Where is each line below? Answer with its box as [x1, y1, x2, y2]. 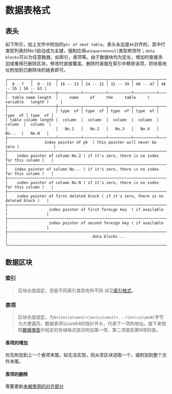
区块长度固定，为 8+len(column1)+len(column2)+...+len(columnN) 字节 [17, 314, 164, 320]
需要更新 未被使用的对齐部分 [5, 383, 64, 389]
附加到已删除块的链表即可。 [9, 67, 68, 73]
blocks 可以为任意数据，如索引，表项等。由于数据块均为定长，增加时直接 [5, 54, 158, 60]
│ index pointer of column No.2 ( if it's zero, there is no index [5, 153, 159, 158]
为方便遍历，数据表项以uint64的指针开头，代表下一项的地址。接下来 [17, 320, 162, 326]
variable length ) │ [5, 99, 63, 105]
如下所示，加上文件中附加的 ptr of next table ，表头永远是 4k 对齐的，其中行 [5, 42, 166, 47]
